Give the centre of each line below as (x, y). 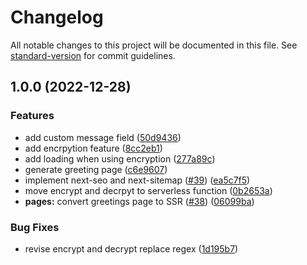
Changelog (57, 17)
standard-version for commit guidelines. (93, 55)
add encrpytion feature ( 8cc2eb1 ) (93, 148)
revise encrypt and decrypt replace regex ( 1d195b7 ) (131, 248)
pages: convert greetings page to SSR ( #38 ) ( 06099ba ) (139, 201)
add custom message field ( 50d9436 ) (103, 137)
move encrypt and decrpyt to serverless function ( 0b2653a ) (148, 190)
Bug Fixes (35, 227)
